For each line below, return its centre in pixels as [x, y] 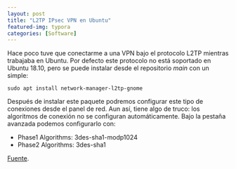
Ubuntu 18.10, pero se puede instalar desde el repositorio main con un [108, 68]
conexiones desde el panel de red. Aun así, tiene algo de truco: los [104, 109]
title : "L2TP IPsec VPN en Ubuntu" [59, 20]
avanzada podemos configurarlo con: [61, 124]
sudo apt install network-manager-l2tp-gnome [75, 88]
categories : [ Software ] [42, 33]
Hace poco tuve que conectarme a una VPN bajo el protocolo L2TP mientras [118, 53]
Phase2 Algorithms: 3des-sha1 [62, 145]
